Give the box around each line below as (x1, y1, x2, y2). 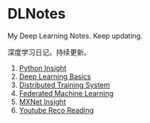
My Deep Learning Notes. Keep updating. (7, 31, 144, 40)
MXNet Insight (18, 97, 67, 106)
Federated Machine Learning (18, 88, 114, 98)
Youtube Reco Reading (18, 105, 94, 115)
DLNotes (7, 5, 66, 23)
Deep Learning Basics (18, 71, 91, 81)
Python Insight (18, 63, 67, 72)
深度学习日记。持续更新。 (7, 47, 91, 56)
